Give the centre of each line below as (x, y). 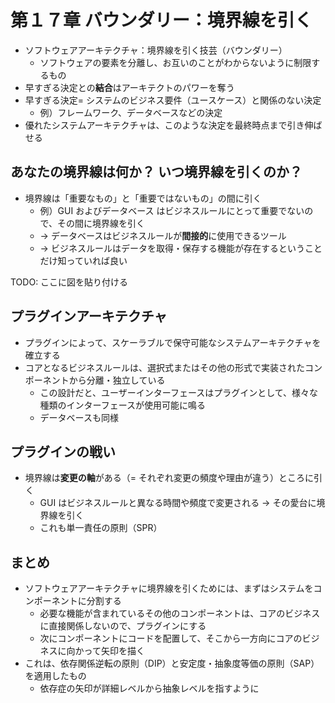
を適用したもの (55, 676)
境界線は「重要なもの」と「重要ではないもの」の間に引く (143, 198)
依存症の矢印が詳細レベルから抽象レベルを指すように (149, 688)
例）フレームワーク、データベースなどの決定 (131, 112)
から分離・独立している (117, 380)
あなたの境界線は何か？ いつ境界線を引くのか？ (156, 172)
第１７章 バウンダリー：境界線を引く (161, 20)
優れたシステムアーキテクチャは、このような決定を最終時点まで (156, 125)
